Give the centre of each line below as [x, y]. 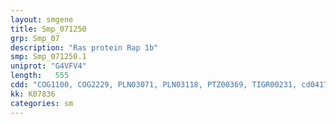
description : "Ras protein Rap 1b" [84, 47]
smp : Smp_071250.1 [48, 57]
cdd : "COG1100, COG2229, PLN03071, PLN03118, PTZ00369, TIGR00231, [154, 85]
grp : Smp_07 [35, 38]
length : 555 [40, 76]
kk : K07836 [33, 94]
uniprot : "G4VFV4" [48, 66]
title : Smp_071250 [48, 29]
